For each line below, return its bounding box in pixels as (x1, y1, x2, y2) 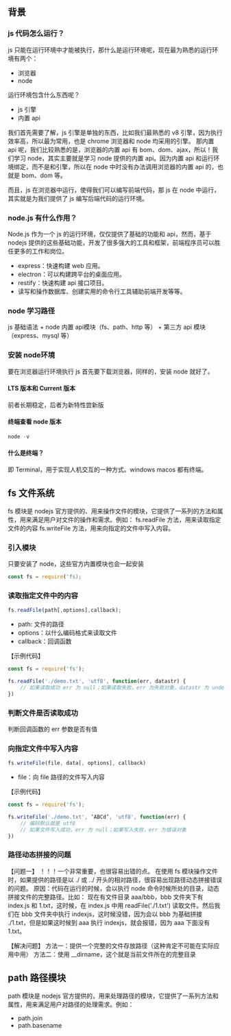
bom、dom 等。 (21, 171, 67, 180)
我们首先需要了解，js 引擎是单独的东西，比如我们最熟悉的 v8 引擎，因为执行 (8, 128, 223, 136)
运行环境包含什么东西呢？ (8, 90, 80, 99)
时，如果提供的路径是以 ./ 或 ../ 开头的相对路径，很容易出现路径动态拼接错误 (8, 876, 222, 884)
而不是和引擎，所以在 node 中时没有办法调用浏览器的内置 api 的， (31, 162, 218, 171)
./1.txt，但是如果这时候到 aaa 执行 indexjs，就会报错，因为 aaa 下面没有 (8, 918, 210, 926)
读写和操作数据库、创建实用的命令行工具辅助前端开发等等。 (17, 287, 186, 295)
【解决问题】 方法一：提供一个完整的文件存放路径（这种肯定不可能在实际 (8, 941, 214, 950)
